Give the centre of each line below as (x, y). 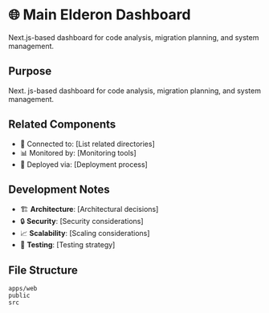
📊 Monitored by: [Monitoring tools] (78, 152)
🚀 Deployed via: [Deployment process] (84, 164)
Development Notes (59, 189)
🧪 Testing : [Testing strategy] (67, 245)
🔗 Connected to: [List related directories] (87, 144)
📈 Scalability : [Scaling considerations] (85, 234)
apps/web (23, 289)
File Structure (43, 270)
